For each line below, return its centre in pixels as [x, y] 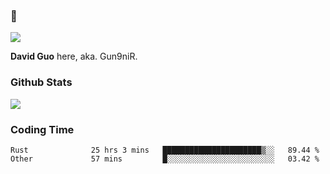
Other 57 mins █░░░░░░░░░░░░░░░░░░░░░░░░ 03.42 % [165, 159]
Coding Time [42, 129]
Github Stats [41, 82]
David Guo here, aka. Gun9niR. [74, 56]
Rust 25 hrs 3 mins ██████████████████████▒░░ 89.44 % [165, 150]
